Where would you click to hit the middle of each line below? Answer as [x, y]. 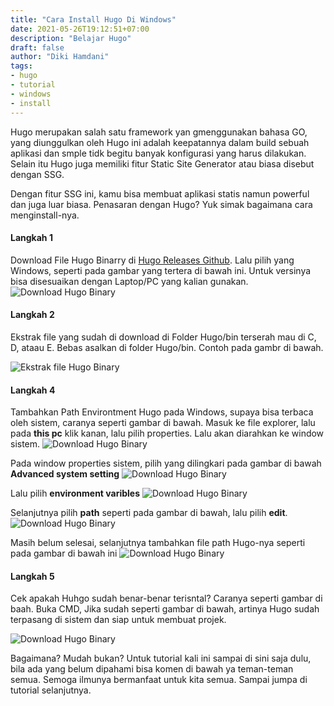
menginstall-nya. [45, 215]
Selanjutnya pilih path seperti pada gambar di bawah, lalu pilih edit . [149, 513]
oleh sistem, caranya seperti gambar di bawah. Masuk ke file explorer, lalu [163, 423]
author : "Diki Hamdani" [60, 57]
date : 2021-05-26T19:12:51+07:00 [80, 29]
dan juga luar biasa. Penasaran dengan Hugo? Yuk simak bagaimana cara [161, 204]
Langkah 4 [33, 390]
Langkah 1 [31, 238]
